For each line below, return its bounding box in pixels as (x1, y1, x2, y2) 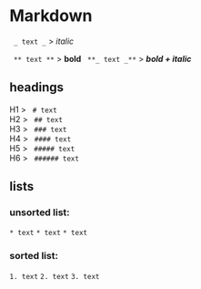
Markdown (9, 5, 93, 26)
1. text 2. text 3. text (9, 272, 100, 281)
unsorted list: (9, 206, 70, 219)
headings (9, 79, 65, 96)
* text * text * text (9, 229, 88, 238)
